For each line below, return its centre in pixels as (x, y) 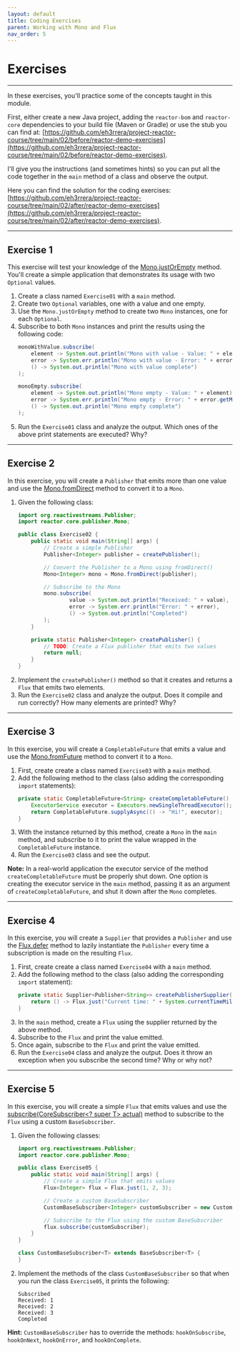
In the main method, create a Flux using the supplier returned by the (117, 1022)
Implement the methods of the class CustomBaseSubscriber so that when (124, 1273)
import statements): (47, 785)
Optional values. (32, 282)
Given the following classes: (59, 1135)
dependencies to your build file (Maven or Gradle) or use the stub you (124, 125)
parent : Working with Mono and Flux (62, 27)
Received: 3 (35, 1312)
